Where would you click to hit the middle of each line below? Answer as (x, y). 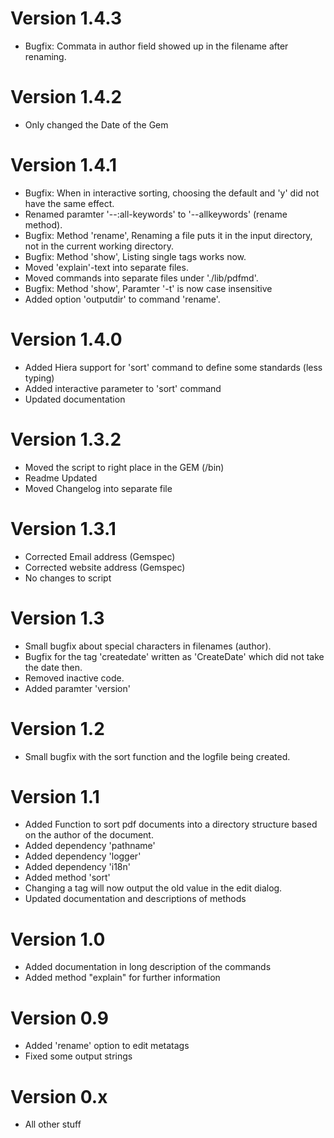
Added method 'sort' (67, 878)
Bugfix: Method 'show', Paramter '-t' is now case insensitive (148, 288)
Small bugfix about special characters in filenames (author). (148, 646)
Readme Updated (61, 478)
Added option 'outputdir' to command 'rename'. (122, 299)
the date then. (53, 667)
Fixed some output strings (78, 1056)
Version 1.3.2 (66, 439)
